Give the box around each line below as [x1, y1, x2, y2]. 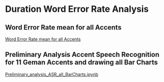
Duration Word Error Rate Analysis [5, 3, 149, 15]
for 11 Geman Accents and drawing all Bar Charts [5, 58, 158, 67]
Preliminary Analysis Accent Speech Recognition [5, 50, 160, 59]
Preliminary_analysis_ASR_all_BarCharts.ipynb [5, 71, 99, 77]
